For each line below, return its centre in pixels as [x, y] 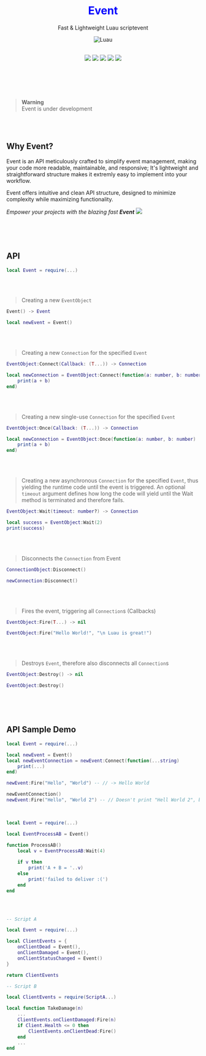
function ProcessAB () [34, 845]
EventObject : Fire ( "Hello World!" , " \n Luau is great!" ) [79, 633]
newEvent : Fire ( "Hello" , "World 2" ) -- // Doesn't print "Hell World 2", [101, 800]
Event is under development [57, 109]
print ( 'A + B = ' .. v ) [56, 868]
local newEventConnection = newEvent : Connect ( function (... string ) [93, 761]
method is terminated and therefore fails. [73, 500]
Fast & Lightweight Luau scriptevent [103, 28]
